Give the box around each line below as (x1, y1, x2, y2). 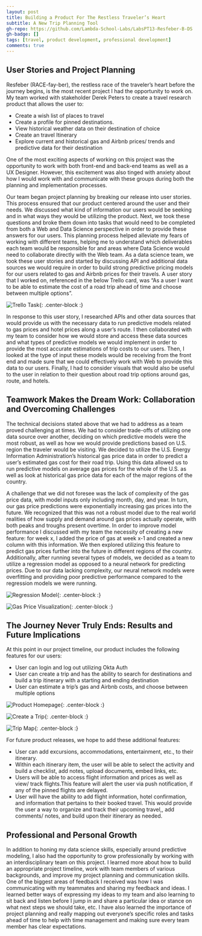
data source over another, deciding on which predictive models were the (6, 433, 186, 440)
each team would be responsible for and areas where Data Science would (6, 244, 190, 251)
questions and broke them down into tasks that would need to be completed (6, 219, 195, 226)
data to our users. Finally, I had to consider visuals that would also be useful (6, 364, 195, 372)
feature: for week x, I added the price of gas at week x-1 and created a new (6, 534, 193, 541)
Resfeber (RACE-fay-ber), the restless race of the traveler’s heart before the (6, 81, 195, 88)
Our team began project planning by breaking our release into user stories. (6, 193, 192, 200)
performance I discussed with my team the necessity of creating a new (6, 528, 183, 535)
